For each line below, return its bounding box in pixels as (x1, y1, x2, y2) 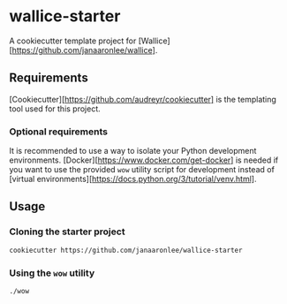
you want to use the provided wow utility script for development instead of (9, 164, 276, 175)
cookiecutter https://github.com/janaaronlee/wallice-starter (9, 246, 243, 255)
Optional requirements (9, 125, 109, 138)
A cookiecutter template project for (9, 35, 137, 46)
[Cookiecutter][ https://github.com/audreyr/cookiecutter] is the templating (9, 94, 276, 104)
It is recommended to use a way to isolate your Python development (9, 146, 257, 156)
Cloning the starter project (9, 225, 125, 238)
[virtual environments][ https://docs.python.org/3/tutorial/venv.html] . (9, 174, 258, 185)
